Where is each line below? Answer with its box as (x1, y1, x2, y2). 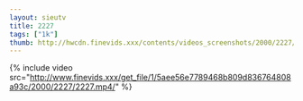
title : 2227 (9, 21, 54, 30)
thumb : (9, 38, 34, 47)
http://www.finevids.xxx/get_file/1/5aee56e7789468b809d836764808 (30, 72, 291, 83)
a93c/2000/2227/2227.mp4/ (9, 81, 115, 92)
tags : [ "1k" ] (9, 29, 59, 38)
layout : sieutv (9, 13, 67, 22)
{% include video (9, 63, 74, 73)
